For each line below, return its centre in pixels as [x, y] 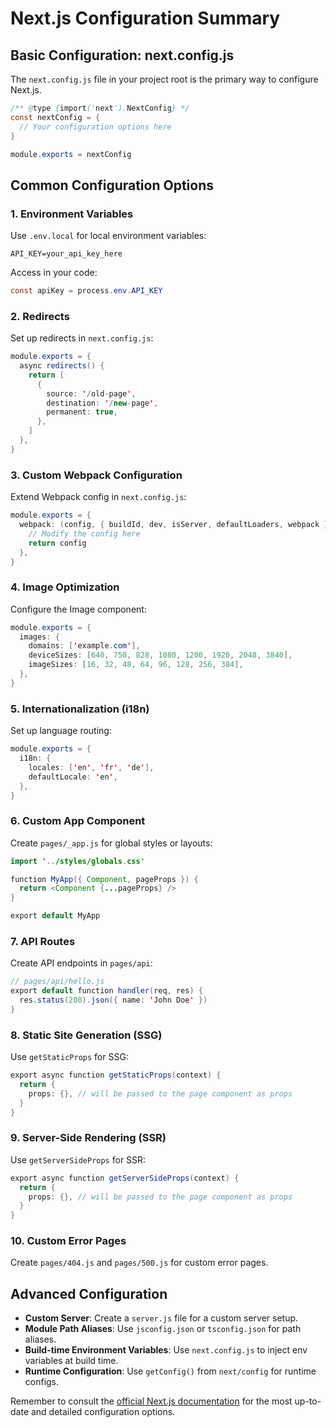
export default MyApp [55, 916]
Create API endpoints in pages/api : [81, 963]
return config [57, 543]
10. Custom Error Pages [68, 1241]
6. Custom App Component [78, 821]
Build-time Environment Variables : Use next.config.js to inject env [166, 1350]
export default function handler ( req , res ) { [106, 991]
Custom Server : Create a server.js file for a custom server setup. [161, 1318]
